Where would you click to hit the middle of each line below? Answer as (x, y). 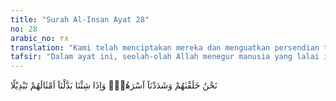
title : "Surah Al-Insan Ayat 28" (80, 19)
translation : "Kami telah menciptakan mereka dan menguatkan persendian (165, 47)
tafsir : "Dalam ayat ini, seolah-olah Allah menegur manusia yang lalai (165, 57)
